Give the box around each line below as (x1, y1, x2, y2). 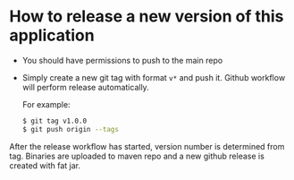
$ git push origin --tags (21, 124, 119, 133)
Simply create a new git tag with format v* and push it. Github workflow (21, 72, 286, 82)
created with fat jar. (9, 159, 80, 171)
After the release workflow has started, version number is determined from (9, 141, 285, 151)
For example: (21, 99, 71, 109)
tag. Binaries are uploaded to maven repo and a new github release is (9, 150, 265, 161)
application (9, 25, 96, 46)
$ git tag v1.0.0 (21, 116, 88, 125)
